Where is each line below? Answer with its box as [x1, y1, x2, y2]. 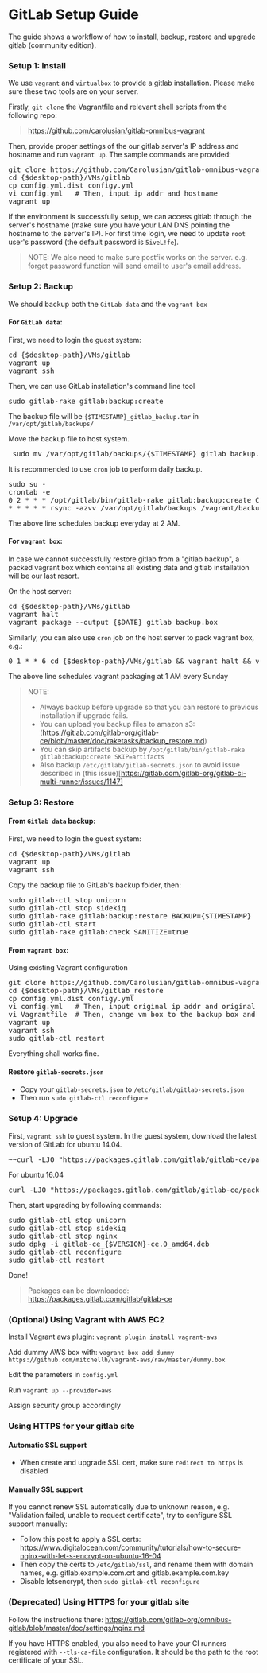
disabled [19, 1466, 48, 1476]
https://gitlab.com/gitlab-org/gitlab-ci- [120, 768, 246, 778]
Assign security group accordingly [8, 1401, 122, 1411]
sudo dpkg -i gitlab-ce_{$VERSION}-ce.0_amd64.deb [8, 1239, 210, 1248]
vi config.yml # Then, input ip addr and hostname [8, 189, 219, 198]
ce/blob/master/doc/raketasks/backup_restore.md [39, 736, 205, 745]
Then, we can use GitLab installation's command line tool [8, 381, 195, 390]
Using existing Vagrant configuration [8, 963, 129, 972]
